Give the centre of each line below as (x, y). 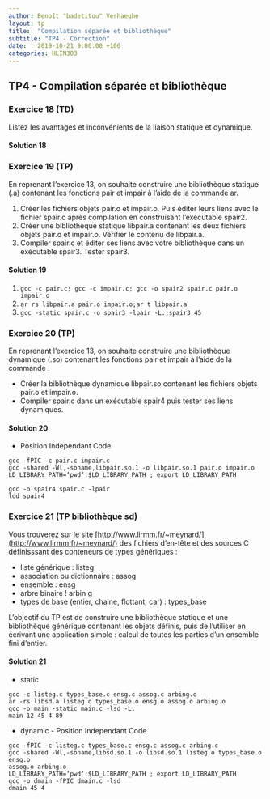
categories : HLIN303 (43, 53)
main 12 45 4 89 (36, 716)
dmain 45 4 (27, 788)
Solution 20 (28, 428)
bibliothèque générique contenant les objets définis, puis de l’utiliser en (127, 626)
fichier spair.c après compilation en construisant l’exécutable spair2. (134, 217)
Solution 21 (27, 661)
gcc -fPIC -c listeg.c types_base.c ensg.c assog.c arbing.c (114, 746)
